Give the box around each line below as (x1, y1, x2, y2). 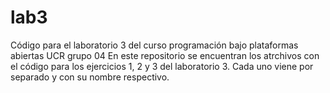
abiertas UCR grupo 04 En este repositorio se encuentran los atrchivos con (10, 49, 320, 61)
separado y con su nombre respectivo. (10, 71, 170, 83)
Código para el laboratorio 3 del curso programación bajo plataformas (10, 39, 299, 51)
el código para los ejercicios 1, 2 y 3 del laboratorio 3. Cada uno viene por (10, 60, 314, 72)
